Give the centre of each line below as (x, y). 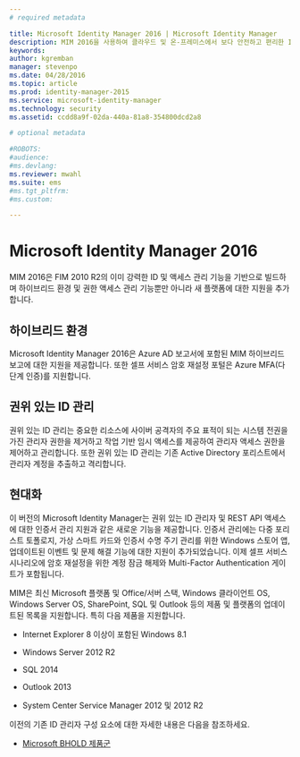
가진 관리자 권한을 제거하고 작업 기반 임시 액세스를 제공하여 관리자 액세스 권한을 (147, 441)
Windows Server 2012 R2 (69, 652)
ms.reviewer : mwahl (46, 174)
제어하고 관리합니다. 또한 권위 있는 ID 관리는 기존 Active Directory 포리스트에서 (147, 452)
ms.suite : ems (36, 183)
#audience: (29, 157)
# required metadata (48, 17)
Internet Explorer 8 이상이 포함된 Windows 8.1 (104, 634)
